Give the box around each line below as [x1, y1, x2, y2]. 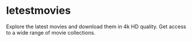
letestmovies [6, 4, 71, 17]
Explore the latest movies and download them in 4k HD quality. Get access [6, 23, 187, 30]
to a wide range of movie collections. [6, 29, 96, 36]
